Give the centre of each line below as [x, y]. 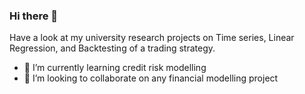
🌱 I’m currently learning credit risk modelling [115, 68]
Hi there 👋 [34, 16]
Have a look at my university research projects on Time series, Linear [152, 38]
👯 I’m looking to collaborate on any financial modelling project [151, 78]
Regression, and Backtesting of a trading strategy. [112, 48]
